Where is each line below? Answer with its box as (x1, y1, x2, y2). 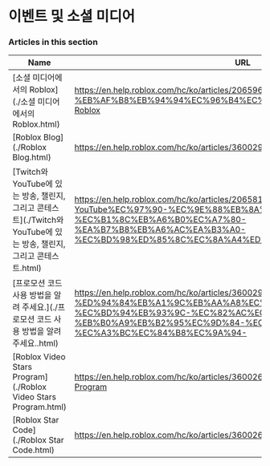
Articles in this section (8, 37, 98, 48)
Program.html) (12, 402, 67, 413)
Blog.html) (12, 152, 51, 163)
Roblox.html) (12, 119, 60, 130)
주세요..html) (12, 338, 59, 349)
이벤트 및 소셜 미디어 (8, 7, 135, 26)
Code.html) (12, 444, 55, 456)
